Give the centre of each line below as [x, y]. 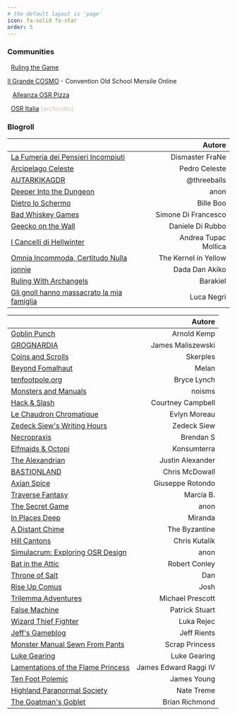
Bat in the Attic [35, 564]
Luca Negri [208, 297]
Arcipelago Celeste [42, 169]
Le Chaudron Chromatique [55, 414]
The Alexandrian [38, 460]
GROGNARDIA [35, 345]
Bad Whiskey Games [45, 215]
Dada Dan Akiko [200, 269]
